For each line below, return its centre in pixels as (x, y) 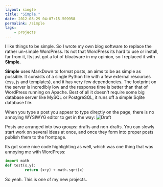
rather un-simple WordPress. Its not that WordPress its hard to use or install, (82, 51)
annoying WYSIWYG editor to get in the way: (50, 117)
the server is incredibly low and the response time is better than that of (77, 87)
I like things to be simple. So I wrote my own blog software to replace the (78, 46)
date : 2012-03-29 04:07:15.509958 (40, 19)
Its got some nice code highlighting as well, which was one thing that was (79, 147)
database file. (19, 103)
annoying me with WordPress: (35, 152)
